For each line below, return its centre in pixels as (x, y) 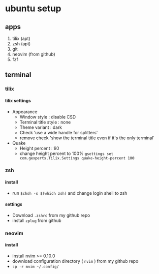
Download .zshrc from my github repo (51, 215)
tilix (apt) (21, 38)
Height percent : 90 (39, 148)
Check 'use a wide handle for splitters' (59, 132)
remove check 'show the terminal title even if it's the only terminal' (87, 138)
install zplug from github (37, 220)
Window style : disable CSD (48, 117)
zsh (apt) (21, 44)
